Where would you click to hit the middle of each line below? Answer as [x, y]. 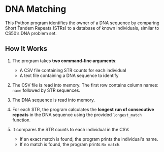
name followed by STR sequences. [46, 90]
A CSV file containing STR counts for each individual [73, 70]
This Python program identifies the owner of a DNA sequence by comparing [82, 23]
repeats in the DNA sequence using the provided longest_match [77, 114]
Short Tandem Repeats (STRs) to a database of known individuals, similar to [82, 28]
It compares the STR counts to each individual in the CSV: [71, 129]
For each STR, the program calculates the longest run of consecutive [83, 109]
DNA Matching [36, 9]
